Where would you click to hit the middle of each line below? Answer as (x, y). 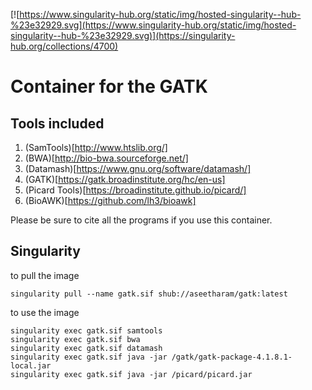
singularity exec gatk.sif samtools (86, 330)
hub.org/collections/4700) (64, 46)
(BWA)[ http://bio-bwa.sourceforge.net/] (106, 158)
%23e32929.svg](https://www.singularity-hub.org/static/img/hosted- (153, 25)
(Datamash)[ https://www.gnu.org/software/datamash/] (138, 168)
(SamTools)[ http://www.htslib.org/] (96, 147)
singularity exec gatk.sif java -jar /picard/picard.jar (131, 374)
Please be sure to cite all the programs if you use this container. (141, 220)
